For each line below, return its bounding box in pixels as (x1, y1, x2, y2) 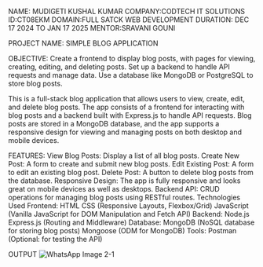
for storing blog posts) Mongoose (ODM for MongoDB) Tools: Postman (8, 226, 237, 235)
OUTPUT (8, 250, 38, 258)
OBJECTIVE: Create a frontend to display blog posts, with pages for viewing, (8, 54, 256, 63)
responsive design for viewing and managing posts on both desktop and (8, 127, 242, 137)
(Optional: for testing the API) (8, 235, 103, 243)
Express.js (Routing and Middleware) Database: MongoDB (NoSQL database (8, 218, 255, 227)
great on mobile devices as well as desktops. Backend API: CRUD (8, 185, 220, 193)
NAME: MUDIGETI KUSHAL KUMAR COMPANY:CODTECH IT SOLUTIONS (8, 7, 246, 16)
